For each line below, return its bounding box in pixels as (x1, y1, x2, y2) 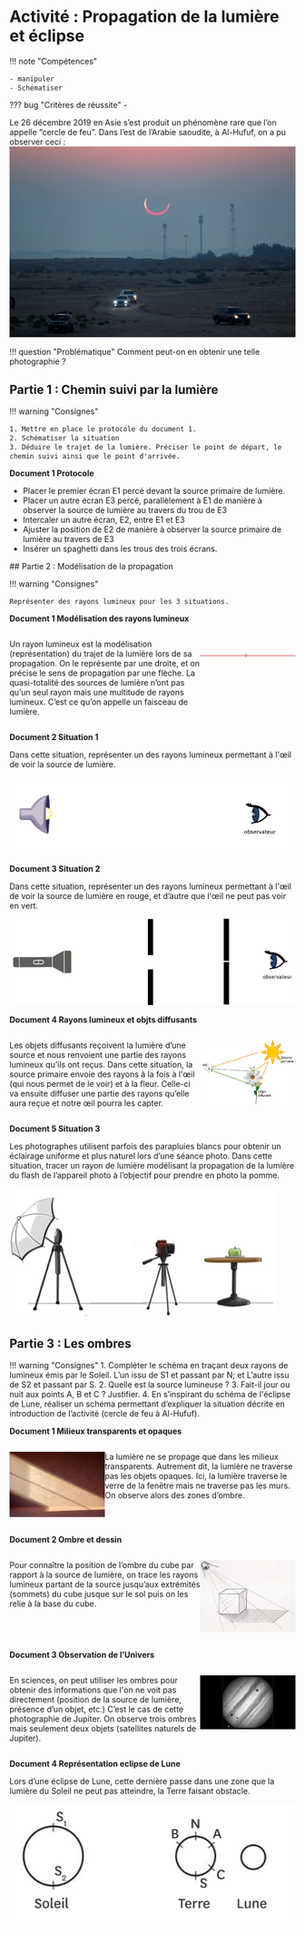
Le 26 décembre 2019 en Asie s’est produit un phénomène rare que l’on (9, 116, 277, 128)
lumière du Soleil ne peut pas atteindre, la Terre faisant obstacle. (9, 1785, 251, 1796)
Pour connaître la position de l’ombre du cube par (9, 1560, 194, 1571)
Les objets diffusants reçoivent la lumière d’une (9, 1040, 186, 1051)
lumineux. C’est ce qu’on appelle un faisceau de (9, 696, 189, 707)
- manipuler (9, 74, 54, 84)
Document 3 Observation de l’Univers (9, 1649, 155, 1660)
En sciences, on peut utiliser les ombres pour (9, 1674, 179, 1685)
